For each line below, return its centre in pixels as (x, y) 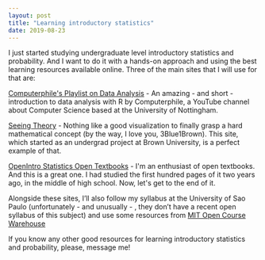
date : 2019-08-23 (37, 30)
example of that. (35, 151)
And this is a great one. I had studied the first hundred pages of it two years (132, 174)
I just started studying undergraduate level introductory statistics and (121, 53)
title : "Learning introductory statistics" (81, 23)
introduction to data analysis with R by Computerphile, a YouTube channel (129, 102)
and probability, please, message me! (69, 247)
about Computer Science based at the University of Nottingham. (113, 110)
